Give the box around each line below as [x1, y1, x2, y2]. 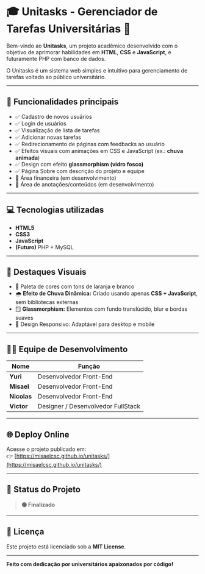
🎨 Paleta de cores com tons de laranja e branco [15, 283, 135, 290]
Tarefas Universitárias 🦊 [6, 22, 131, 36]
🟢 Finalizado [21, 501, 56, 508]
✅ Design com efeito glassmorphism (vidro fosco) [15, 160, 144, 168]
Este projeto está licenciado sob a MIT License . [6, 543, 126, 550]
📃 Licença [6, 526, 45, 537]
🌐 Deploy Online [6, 429, 70, 439]
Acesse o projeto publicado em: [6, 445, 87, 453]
